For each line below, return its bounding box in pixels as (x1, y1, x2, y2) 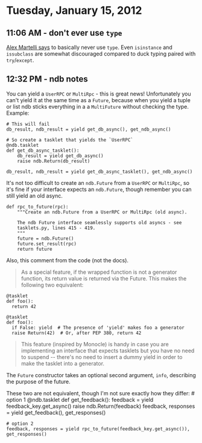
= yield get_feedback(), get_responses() (6, 409, 106, 416)
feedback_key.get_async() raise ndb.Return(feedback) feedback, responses (6, 403, 195, 410)
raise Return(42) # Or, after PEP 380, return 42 (11, 330, 142, 336)
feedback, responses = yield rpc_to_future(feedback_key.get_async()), (6, 425, 190, 432)
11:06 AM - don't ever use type (6, 28, 122, 38)
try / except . (6, 57, 34, 63)
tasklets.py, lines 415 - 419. (17, 225, 96, 231)
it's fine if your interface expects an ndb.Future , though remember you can (6, 186, 192, 193)
